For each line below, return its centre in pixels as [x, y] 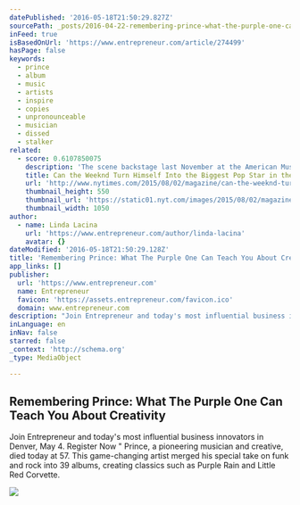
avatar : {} [46, 242]
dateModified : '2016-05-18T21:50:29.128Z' [89, 250]
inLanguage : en [37, 325]
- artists [35, 92]
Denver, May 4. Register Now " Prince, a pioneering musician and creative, [146, 446]
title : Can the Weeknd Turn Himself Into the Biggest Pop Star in [151, 175]
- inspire [35, 100]
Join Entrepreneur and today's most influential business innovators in [137, 437]
